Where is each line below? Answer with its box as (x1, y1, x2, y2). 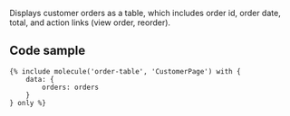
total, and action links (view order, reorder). (9, 17, 170, 28)
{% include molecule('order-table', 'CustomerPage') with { (9, 67, 242, 76)
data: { (25, 75, 54, 84)
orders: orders (42, 83, 100, 92)
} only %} (9, 98, 47, 107)
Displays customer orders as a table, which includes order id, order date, (9, 8, 281, 18)
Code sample (9, 43, 86, 58)
